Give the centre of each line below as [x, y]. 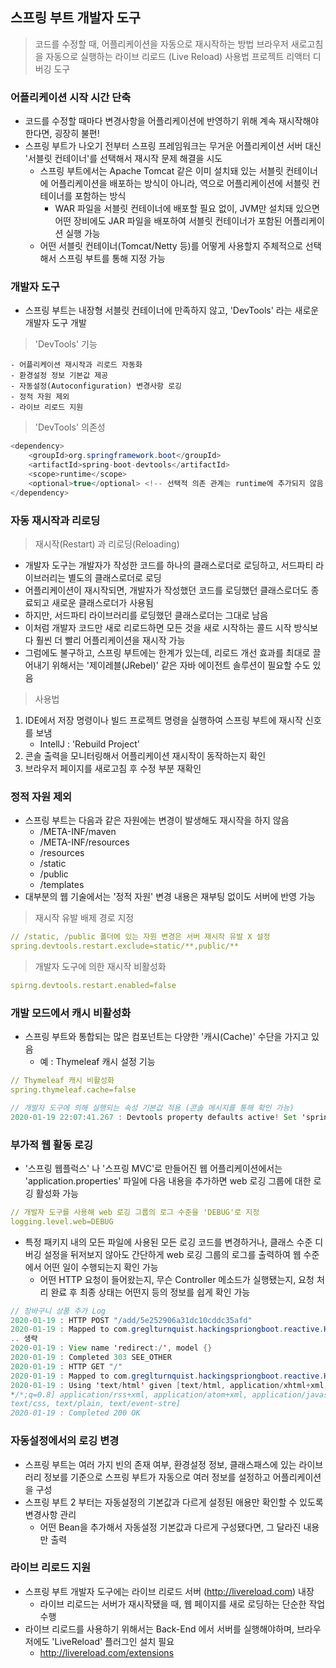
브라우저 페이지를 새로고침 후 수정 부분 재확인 [113, 768]
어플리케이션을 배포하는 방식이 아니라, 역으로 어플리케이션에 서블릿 [180, 184]
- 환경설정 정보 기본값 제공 [59, 376]
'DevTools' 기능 [66, 344]
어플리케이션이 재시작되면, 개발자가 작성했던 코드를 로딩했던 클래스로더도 [166, 590]
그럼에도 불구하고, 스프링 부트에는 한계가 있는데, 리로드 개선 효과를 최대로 [167, 652]
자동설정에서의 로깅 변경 [65, 1441]
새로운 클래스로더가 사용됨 [102, 602]
